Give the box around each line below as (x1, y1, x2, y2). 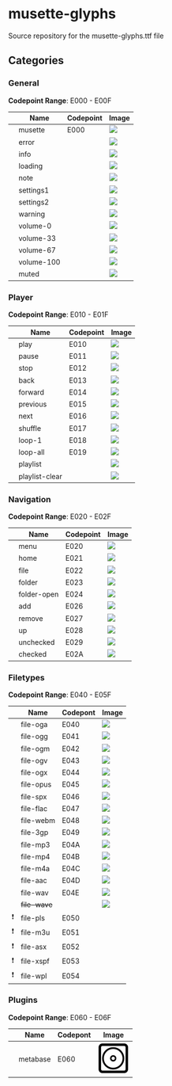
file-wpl (21, 971, 47, 981)
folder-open (18, 589, 59, 599)
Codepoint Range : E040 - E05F (8, 690, 112, 699)
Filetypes (8, 672, 45, 683)
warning (18, 209, 46, 219)
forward (18, 387, 45, 397)
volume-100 (18, 257, 61, 267)
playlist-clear (18, 471, 63, 481)
